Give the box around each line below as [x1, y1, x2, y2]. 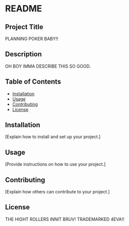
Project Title [5, 23, 43, 31]
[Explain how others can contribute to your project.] [5, 189, 110, 195]
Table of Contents [5, 78, 62, 86]
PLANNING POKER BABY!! [5, 36, 59, 42]
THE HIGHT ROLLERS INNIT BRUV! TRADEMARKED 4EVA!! [5, 216, 125, 222]
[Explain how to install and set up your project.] [5, 134, 101, 140]
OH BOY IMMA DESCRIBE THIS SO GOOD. [5, 63, 91, 69]
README [5, 3, 42, 14]
